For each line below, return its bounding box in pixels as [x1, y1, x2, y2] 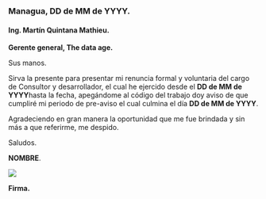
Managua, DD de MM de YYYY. [8, 6, 131, 17]
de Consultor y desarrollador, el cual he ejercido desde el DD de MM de [8, 82, 242, 92]
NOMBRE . [8, 153, 41, 163]
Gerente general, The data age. [8, 43, 114, 52]
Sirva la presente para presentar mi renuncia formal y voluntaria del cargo [8, 74, 250, 83]
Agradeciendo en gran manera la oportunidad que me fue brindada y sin [8, 114, 245, 124]
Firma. [8, 184, 30, 193]
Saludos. [8, 138, 37, 147]
